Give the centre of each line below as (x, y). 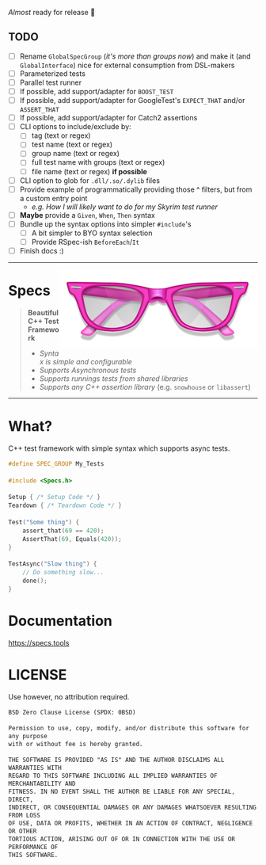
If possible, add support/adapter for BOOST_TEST (97, 91)
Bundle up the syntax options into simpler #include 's (105, 224)
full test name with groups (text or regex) (98, 162)
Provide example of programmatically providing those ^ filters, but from (136, 189)
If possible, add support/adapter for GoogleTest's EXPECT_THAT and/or (132, 101)
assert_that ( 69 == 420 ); (63, 531)
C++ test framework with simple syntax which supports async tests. (119, 448)
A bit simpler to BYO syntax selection (92, 233)
